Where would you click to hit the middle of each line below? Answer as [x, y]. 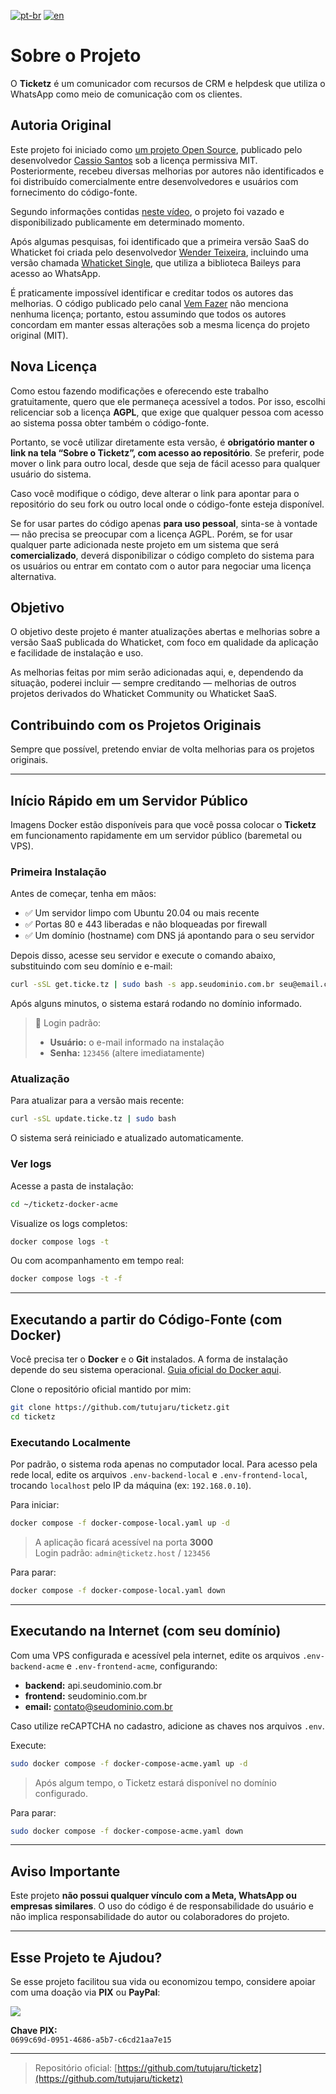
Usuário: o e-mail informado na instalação [137, 1042]
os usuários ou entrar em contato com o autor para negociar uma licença [161, 566]
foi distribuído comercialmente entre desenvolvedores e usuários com [154, 181]
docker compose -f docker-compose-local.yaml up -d [120, 1523]
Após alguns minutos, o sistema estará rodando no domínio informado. [156, 1004]
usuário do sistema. [51, 474]
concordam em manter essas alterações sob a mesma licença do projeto [160, 324]
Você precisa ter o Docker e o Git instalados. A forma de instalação [149, 1359]
